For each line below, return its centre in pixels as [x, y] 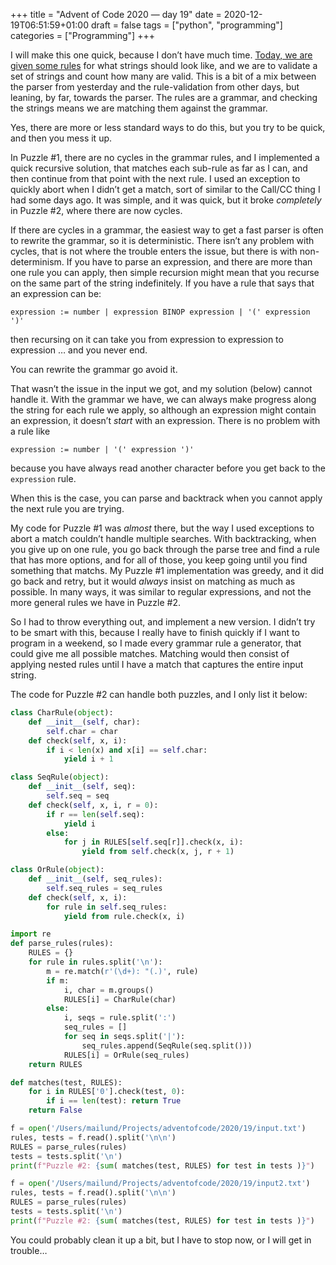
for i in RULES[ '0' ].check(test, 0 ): [107, 1092]
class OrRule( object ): [57, 870]
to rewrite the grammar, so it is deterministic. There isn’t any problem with [162, 240]
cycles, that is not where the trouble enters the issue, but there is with [154, 251]
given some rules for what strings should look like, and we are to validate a [164, 65]
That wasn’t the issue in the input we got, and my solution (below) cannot [161, 388]
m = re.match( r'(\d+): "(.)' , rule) [122, 971]
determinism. [37, 262]
